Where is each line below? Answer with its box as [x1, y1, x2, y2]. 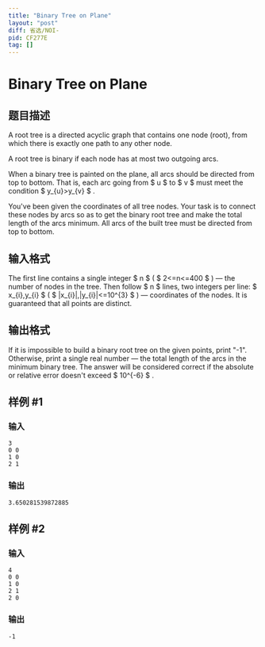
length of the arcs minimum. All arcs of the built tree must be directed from [8, 219, 252, 228]
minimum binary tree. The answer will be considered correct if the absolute [8, 362, 254, 371]
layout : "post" [8, 19, 59, 27]
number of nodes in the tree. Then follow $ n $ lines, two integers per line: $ [8, 281, 258, 291]
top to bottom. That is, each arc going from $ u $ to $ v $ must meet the [8, 178, 244, 187]
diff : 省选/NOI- [8, 26, 60, 34]
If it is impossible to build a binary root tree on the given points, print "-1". [8, 345, 248, 354]
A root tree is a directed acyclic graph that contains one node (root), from [8, 130, 248, 140]
